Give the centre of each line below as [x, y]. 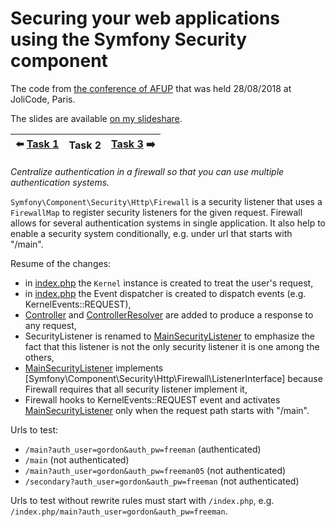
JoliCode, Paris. [43, 99]
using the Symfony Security [129, 39]
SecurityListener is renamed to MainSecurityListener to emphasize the [169, 336]
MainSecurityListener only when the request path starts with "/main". [167, 410]
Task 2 [85, 145]
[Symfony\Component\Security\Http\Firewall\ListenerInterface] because [173, 378]
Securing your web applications [145, 18]
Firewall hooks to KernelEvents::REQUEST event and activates [152, 399]
